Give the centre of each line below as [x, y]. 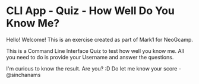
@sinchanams [23, 75]
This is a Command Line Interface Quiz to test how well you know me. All [95, 51]
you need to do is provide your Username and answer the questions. [90, 57]
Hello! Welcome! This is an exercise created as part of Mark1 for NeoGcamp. [99, 39]
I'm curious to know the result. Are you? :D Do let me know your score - [94, 68]
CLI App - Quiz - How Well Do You [91, 11]
